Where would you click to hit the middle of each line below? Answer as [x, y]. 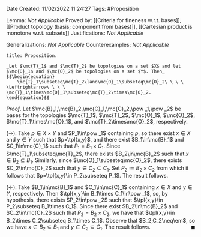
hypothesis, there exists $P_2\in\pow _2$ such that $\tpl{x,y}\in [85, 200]
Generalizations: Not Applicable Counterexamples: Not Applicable [88, 45]
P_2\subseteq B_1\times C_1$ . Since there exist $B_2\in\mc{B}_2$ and [92, 206]
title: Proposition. [32, 56]
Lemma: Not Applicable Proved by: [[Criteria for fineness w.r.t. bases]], [94, 20]
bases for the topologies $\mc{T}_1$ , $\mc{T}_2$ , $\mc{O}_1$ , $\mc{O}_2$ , [101, 115]
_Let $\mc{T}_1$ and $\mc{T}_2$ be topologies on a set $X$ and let [94, 66]
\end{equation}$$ [28, 98]
